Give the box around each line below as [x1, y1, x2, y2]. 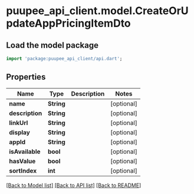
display [9, 128, 31, 136]
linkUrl [9, 119, 28, 127]
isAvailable [9, 147, 41, 156]
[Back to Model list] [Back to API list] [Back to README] [6, 182, 142, 189]
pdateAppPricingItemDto [6, 17, 131, 30]
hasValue [9, 157, 36, 165]
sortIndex [9, 166, 37, 175]
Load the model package [6, 40, 99, 50]
